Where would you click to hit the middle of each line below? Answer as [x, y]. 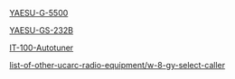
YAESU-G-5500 [39, 13]
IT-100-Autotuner [42, 48]
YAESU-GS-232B [42, 30]
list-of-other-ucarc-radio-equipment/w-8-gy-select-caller [117, 65]
